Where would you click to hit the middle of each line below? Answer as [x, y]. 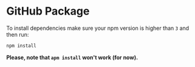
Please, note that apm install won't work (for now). [72, 57]
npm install [21, 46]
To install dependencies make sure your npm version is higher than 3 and [98, 28]
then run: [18, 34]
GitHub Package [48, 11]
